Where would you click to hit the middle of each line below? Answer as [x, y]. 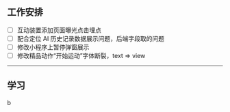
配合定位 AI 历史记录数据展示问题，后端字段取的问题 [91, 38]
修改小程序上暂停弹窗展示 [53, 47]
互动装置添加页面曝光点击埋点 [59, 30]
